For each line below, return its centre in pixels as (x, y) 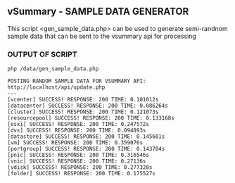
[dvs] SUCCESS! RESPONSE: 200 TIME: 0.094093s (77, 131)
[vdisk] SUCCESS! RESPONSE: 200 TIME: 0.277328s (80, 168)
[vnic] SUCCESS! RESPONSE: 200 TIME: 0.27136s (77, 161)
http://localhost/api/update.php (56, 87)
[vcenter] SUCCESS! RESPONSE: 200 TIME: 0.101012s (83, 100)
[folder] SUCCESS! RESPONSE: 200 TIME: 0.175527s (82, 174)
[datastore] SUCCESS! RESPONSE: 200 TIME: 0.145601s (86, 137)
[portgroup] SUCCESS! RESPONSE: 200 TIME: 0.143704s (86, 149)
